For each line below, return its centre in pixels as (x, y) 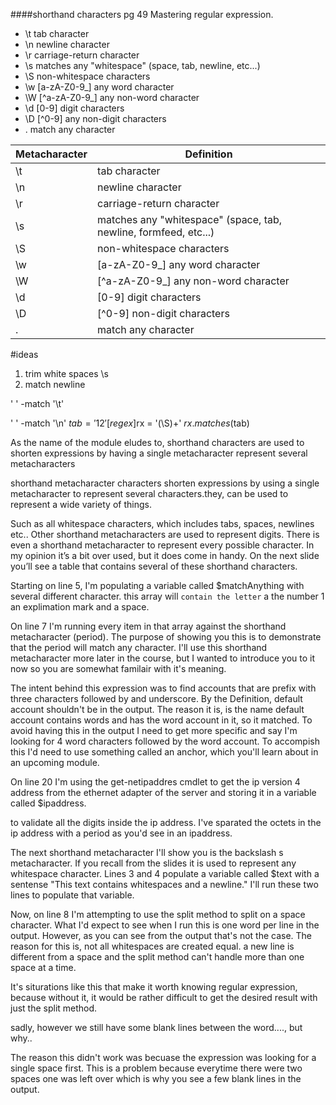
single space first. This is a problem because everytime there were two (156, 1068)
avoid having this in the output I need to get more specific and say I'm (154, 730)
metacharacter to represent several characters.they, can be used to (149, 493)
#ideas (24, 354)
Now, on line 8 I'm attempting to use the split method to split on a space (158, 914)
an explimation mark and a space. (80, 607)
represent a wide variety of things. (81, 504)
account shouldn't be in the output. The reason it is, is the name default (157, 709)
